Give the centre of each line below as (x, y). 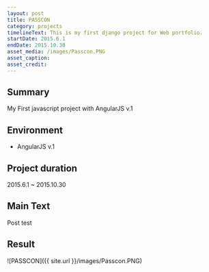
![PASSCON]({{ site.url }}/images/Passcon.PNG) (74, 260)
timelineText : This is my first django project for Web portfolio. (105, 33)
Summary (28, 92)
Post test (19, 223)
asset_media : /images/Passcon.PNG (56, 52)
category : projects (35, 26)
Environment (35, 130)
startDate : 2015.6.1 (37, 39)
